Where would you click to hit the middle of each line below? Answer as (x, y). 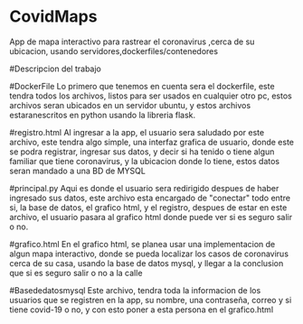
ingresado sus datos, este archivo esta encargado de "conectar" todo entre (150, 198)
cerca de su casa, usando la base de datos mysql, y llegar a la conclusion (147, 263)
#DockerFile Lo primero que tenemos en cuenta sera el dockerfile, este (142, 86)
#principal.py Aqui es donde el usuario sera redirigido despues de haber (144, 188)
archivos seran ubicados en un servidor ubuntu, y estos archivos (130, 105)
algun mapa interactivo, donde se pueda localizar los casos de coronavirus (149, 254)
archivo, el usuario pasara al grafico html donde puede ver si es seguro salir (151, 217)
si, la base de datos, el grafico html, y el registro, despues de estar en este (148, 207)
